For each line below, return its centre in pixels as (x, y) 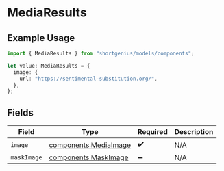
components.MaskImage (89, 157)
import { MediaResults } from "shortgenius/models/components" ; (101, 53)
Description (194, 132)
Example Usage (41, 38)
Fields (21, 113)
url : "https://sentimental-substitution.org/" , (88, 79)
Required (152, 132)
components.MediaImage (90, 145)
